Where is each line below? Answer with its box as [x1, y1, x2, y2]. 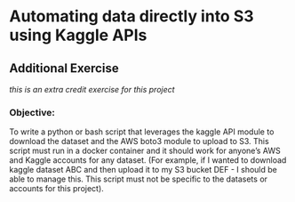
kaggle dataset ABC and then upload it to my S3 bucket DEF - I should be [9, 165, 278, 175]
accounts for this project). [9, 183, 104, 194]
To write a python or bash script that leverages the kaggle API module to [9, 126, 275, 137]
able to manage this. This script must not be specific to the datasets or [9, 174, 268, 184]
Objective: [9, 106, 55, 118]
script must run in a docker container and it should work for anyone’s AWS [9, 145, 282, 157]
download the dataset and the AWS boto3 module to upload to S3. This [9, 136, 269, 147]
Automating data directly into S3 [9, 6, 255, 27]
